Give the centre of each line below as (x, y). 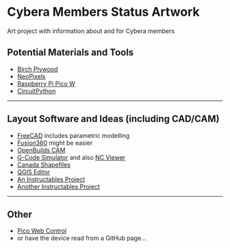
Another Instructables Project (59, 187)
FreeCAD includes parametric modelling (73, 135)
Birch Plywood (37, 69)
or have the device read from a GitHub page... (82, 238)
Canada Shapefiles (43, 165)
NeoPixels (31, 76)
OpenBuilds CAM (41, 150)
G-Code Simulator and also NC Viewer (71, 157)
